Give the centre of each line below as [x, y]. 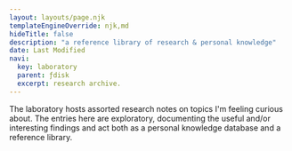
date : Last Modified [48, 51]
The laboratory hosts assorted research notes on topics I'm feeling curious [146, 108]
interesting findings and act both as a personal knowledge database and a [145, 127]
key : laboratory [47, 68]
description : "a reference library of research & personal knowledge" [143, 42]
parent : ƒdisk [43, 75]
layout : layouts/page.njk [57, 17]
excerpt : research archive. [69, 83]
